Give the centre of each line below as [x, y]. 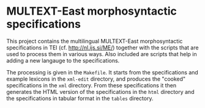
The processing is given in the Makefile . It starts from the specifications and [102, 72]
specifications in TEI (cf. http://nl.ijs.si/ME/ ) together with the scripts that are [102, 48]
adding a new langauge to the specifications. [63, 60]
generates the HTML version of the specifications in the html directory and [100, 92]
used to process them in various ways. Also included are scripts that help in [102, 54]
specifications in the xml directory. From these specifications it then [91, 85]
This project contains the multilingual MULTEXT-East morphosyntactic [95, 41]
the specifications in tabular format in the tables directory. [80, 98]
